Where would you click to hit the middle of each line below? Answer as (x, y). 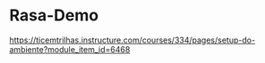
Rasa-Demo (54, 16)
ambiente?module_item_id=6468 (70, 49)
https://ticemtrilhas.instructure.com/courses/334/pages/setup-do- (132, 40)
